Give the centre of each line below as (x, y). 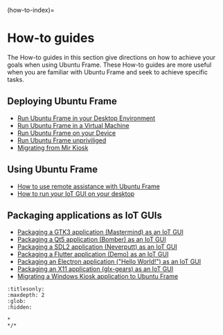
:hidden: (20, 308)
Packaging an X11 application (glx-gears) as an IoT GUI (95, 269)
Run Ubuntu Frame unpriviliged (62, 140)
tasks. (16, 79)
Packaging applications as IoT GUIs (85, 215)
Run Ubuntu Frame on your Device (66, 133)
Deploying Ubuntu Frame (62, 101)
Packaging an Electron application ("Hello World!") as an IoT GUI (109, 262)
